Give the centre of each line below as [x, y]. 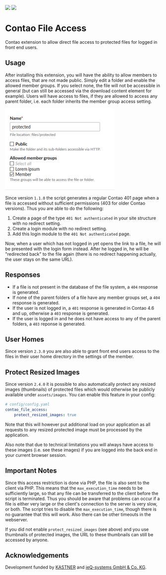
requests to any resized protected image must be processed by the [74, 430]
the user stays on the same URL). [39, 259]
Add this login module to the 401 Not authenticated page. [71, 234]
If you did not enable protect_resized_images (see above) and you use [77, 529]
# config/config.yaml [28, 405]
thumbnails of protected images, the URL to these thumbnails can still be [79, 534]
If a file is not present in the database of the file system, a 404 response [85, 287]
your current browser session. [36, 455]
